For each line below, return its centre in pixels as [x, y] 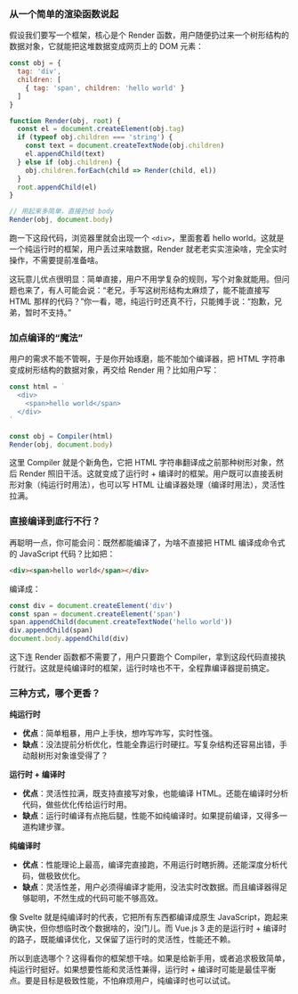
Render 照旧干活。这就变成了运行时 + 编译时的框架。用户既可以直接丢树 [151, 473]
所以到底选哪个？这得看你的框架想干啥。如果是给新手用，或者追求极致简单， [149, 958]
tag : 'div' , [40, 72]
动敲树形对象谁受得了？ [65, 756]
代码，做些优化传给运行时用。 [77, 805]
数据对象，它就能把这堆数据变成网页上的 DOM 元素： [107, 46]
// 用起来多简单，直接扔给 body [62, 211]
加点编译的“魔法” [46, 338]
